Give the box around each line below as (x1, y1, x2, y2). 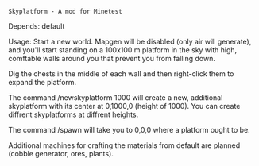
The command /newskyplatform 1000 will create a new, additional (8, 93, 223, 102)
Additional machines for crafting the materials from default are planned (8, 141, 241, 150)
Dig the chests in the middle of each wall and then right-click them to (8, 69, 234, 79)
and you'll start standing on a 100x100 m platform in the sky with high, (8, 45, 238, 55)
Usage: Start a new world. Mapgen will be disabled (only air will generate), (8, 37, 252, 46)
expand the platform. (8, 78, 77, 87)
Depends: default (8, 21, 65, 31)
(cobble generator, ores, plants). (8, 149, 114, 158)
